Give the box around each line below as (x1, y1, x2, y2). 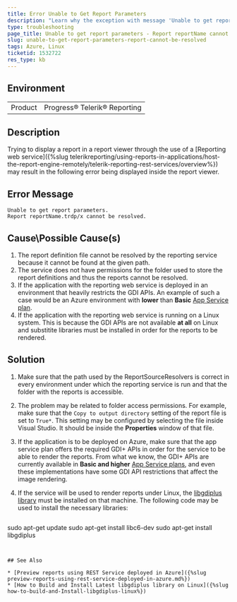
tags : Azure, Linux (7, 43, 65, 50)
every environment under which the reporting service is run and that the (17, 380, 228, 388)
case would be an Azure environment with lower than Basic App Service (17, 296, 229, 304)
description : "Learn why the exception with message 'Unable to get (7, 17, 213, 24)
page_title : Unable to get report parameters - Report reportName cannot (7, 30, 229, 37)
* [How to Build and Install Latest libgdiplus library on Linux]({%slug (7, 582, 229, 589)
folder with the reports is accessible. (17, 387, 124, 396)
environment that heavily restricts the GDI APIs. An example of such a (17, 289, 220, 296)
